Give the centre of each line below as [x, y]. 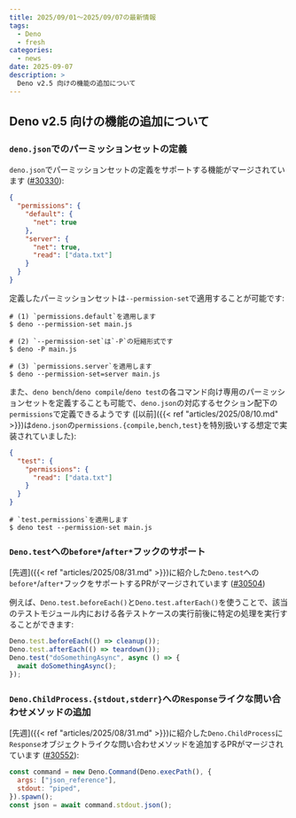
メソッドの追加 [59, 712]
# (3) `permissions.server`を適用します [81, 366]
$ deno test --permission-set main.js [81, 528]
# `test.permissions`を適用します [69, 520]
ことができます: [45, 625]
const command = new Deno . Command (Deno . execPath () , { [111, 772]
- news [29, 58]
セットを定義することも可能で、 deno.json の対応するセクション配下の [151, 402]
